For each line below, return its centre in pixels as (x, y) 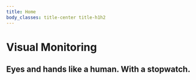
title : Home (21, 12)
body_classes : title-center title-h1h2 (56, 17)
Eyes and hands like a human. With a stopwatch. (98, 69)
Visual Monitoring (52, 47)
